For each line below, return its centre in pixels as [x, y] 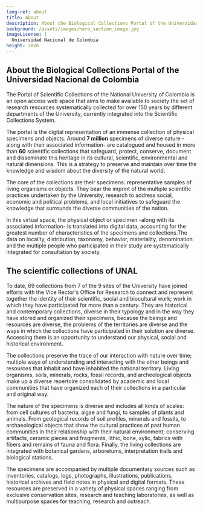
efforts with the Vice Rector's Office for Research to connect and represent [100, 292]
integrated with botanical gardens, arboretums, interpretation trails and [95, 451]
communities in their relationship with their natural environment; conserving [100, 432]
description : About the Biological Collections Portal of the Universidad [102, 23]
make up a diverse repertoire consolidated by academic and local [88, 381]
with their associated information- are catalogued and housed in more [108, 145]
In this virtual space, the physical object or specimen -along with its [90, 219]
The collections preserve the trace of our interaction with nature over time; [99, 355]
